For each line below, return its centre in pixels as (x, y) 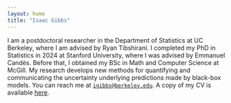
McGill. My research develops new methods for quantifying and (99, 70)
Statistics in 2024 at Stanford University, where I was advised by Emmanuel (116, 55)
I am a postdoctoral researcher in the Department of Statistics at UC (105, 40)
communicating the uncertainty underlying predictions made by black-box (114, 77)
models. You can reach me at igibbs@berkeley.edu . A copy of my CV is (109, 85)
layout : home (26, 14)
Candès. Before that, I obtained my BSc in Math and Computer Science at (113, 62)
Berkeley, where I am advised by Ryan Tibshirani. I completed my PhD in (111, 48)
